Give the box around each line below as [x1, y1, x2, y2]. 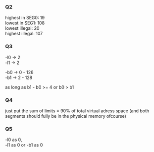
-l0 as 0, [5, 137, 22, 143]
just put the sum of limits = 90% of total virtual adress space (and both [5, 108, 150, 114]
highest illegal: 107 [5, 31, 43, 37]
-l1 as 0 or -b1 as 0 [5, 142, 43, 148]
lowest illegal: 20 [5, 25, 40, 31]
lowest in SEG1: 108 [5, 20, 45, 26]
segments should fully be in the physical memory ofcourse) [5, 113, 126, 119]
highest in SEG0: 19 [5, 15, 45, 21]
